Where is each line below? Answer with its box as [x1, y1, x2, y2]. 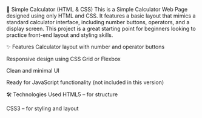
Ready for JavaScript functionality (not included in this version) [6, 79, 164, 86]
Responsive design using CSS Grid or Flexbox [6, 55, 121, 62]
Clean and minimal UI [6, 67, 59, 74]
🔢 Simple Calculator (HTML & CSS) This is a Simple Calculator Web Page [6, 6, 188, 13]
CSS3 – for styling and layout [6, 105, 79, 112]
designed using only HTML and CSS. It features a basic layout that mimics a [6, 12, 196, 19]
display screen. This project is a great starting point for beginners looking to [6, 25, 196, 32]
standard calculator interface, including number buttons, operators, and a [6, 19, 190, 25]
